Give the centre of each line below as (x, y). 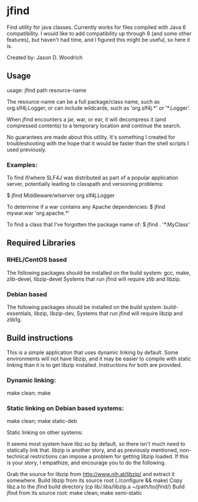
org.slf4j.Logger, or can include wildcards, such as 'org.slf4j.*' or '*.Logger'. (98, 108)
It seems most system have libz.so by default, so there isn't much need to (96, 444)
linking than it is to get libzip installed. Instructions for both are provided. (94, 365)
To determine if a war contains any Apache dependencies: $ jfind (86, 207)
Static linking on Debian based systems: (65, 408)
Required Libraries (41, 243)
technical (18, 457)
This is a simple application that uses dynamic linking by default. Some (93, 352)
